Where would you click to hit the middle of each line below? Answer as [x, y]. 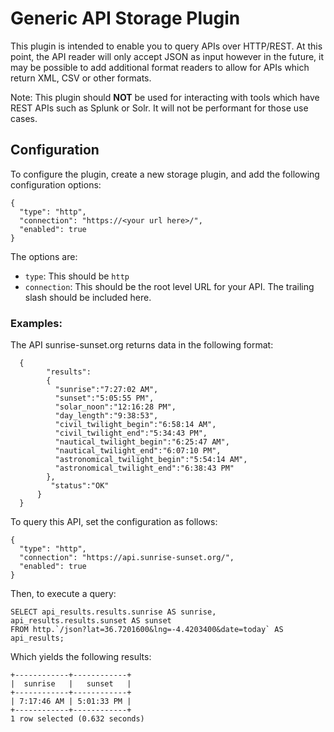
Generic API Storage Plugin [125, 18]
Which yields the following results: [81, 657]
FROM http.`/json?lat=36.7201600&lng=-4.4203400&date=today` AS [147, 630]
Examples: [36, 323]
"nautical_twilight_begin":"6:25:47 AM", [142, 442]
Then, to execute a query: [63, 594]
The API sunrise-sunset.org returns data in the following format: [142, 345]
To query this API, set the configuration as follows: [114, 522]
